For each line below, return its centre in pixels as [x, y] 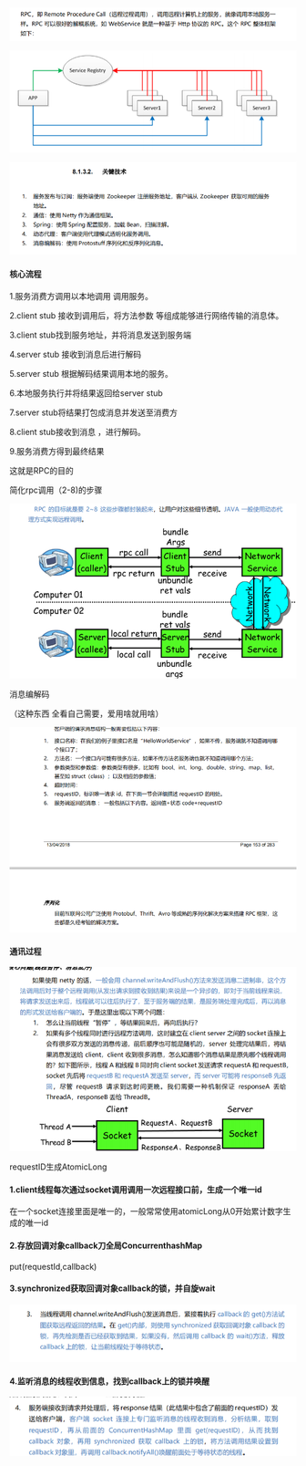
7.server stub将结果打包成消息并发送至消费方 [94, 412]
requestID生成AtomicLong [58, 1167]
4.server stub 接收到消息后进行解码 [76, 354]
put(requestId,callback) [53, 1266]
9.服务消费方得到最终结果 [57, 451]
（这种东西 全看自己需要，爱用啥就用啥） [87, 713]
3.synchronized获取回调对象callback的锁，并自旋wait [112, 1288]
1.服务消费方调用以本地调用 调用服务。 [81, 296]
